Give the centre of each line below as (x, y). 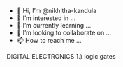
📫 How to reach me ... (49, 40)
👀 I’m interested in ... (46, 18)
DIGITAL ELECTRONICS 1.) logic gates (61, 56)
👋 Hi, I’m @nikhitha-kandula (57, 11)
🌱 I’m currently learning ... (54, 25)
